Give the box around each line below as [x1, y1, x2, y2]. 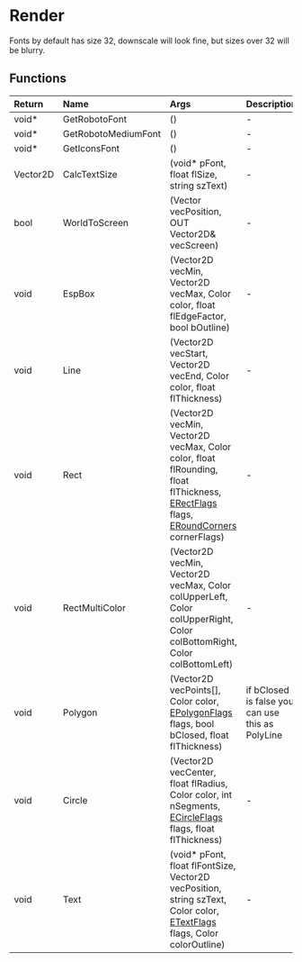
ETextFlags [169, 915, 218, 928]
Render [9, 5, 65, 26]
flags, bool [169, 717, 215, 730]
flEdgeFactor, [169, 310, 227, 322]
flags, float [169, 821, 215, 834]
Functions [9, 71, 67, 86]
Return [13, 97, 44, 110]
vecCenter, [169, 766, 217, 778]
